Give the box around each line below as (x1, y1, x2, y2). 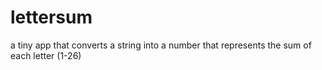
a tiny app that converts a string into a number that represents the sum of (10, 39, 312, 51)
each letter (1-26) (10, 49, 82, 61)
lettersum (10, 6, 93, 29)
